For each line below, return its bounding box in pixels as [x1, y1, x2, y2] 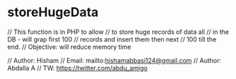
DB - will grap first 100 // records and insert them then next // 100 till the [7, 35, 217, 43]
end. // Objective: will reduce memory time [7, 42, 132, 51]
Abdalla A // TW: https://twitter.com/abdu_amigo [7, 63, 148, 72]
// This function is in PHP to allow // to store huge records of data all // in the [7, 28, 230, 36]
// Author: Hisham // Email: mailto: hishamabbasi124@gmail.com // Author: [7, 56, 221, 64]
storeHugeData [7, 4, 99, 20]
